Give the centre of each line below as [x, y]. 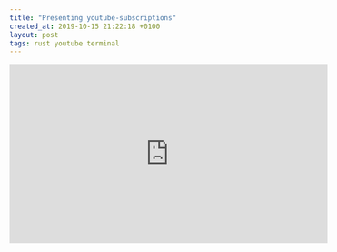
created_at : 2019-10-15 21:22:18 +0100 [85, 26]
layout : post [34, 35]
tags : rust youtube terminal [64, 43]
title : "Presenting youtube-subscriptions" [93, 18]
